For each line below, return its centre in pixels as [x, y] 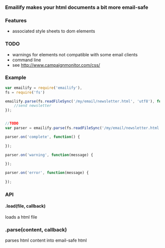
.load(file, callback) [25, 206]
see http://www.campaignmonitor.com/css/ [56, 65]
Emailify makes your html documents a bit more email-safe [77, 7]
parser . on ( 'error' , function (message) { [47, 173]
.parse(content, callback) [36, 229]
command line [27, 60]
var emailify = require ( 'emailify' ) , [44, 88]
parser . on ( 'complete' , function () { [42, 137]
